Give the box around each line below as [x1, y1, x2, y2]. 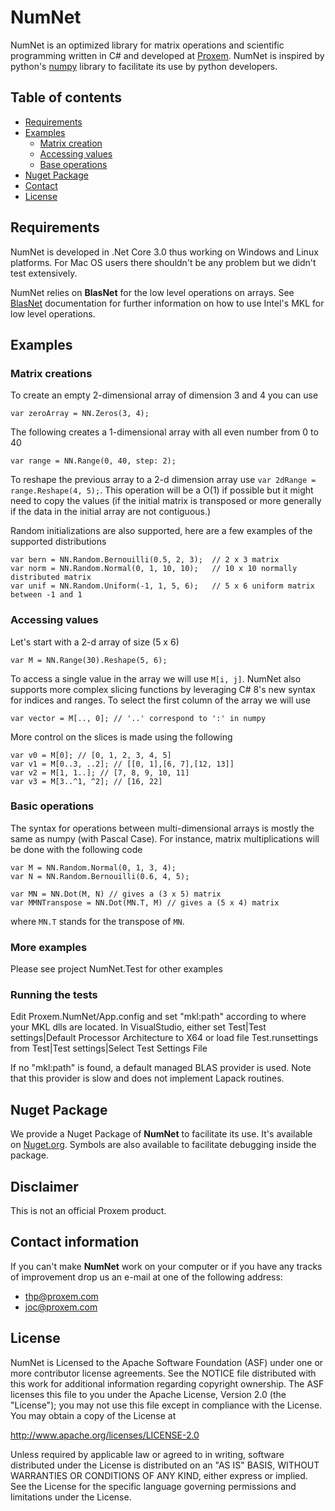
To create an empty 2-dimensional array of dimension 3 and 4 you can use [10, 389, 319, 401]
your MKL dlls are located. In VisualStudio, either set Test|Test [10, 1021, 267, 1033]
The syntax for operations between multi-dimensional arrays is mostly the [10, 822, 315, 834]
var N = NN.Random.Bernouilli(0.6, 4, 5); [10, 871, 190, 881]
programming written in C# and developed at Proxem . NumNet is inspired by [10, 49, 325, 61]
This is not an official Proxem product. [10, 1205, 167, 1217]
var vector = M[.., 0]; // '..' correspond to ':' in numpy [10, 713, 267, 723]
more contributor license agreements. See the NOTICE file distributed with [10, 1367, 317, 1379]
